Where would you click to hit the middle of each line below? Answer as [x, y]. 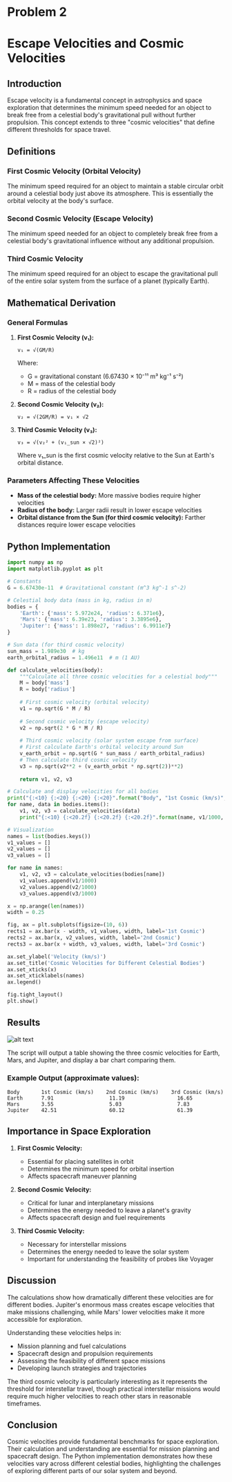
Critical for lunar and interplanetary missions [90, 1202]
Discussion [32, 1281]
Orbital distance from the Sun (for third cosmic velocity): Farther [111, 518]
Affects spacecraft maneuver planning [82, 1176]
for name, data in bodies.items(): [58, 805]
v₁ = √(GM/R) [36, 350]
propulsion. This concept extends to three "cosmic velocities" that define [111, 122]
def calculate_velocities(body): [55, 670]
